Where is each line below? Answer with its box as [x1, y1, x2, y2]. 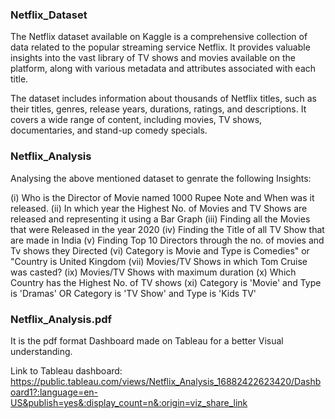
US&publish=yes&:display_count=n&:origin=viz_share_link [10, 396, 248, 408]
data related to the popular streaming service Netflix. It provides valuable [10, 41, 311, 53]
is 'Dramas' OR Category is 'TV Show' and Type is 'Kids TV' [10, 287, 257, 299]
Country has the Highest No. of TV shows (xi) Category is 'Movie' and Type [10, 276, 322, 288]
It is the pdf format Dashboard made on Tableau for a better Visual [10, 334, 284, 347]
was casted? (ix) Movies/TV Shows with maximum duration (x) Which [10, 266, 297, 278]
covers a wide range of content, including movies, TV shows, [10, 114, 263, 126]
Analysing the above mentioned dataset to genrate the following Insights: [10, 172, 312, 184]
